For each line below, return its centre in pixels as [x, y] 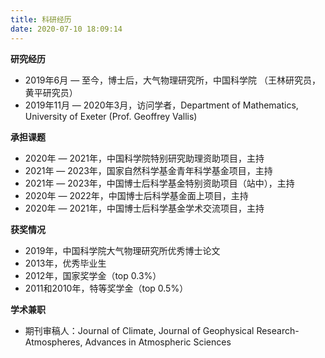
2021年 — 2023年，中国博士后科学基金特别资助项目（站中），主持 [159, 183]
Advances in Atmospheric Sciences [158, 342]
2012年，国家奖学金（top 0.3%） [93, 275]
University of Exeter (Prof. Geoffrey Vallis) [111, 116]
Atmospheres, [53, 342]
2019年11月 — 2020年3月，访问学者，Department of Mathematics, [161, 105]
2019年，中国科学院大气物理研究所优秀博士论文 [122, 250]
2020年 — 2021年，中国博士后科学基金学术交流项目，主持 [144, 208]
